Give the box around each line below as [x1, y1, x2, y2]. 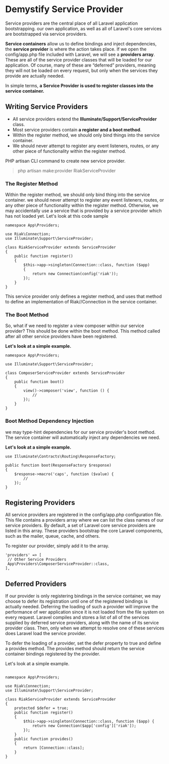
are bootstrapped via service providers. [5, 31, 87, 37]
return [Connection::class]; [23, 745, 85, 750]
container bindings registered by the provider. [5, 651, 100, 657]
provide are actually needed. [5, 73, 65, 79]
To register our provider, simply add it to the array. [5, 543, 109, 549]
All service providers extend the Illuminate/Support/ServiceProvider [12, 116, 157, 122]
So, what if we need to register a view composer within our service [5, 323, 144, 329]
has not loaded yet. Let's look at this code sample [5, 213, 108, 219]
